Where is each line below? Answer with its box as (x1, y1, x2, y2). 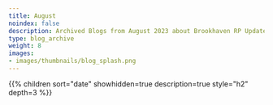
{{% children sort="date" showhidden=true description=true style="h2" (8, 78, 249, 89)
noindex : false (8, 19, 60, 27)
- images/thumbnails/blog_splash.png (8, 57, 136, 65)
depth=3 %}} (8, 87, 53, 97)
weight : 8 (8, 42, 42, 50)
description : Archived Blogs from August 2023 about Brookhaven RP (8, 27, 242, 35)
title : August (8, 11, 57, 20)
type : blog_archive (8, 34, 75, 43)
